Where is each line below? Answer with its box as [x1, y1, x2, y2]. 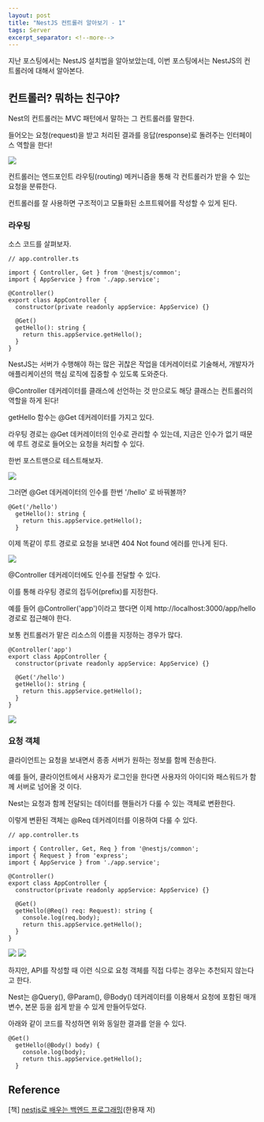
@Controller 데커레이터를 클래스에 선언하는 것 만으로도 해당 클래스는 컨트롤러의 [8, 386, 254, 396]
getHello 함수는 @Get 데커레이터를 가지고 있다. [8, 413, 154, 422]
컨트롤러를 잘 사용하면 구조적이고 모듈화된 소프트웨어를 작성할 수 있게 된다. [8, 199, 238, 208]
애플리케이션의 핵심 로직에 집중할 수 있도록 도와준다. [8, 370, 168, 379]
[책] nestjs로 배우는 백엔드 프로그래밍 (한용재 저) [8, 1105, 156, 1115]
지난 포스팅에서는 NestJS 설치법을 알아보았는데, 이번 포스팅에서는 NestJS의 [8, 56, 243, 65]
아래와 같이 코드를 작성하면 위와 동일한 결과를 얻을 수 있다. [8, 1018, 187, 1028]
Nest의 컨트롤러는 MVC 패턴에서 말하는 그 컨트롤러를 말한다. [8, 113, 195, 123]
